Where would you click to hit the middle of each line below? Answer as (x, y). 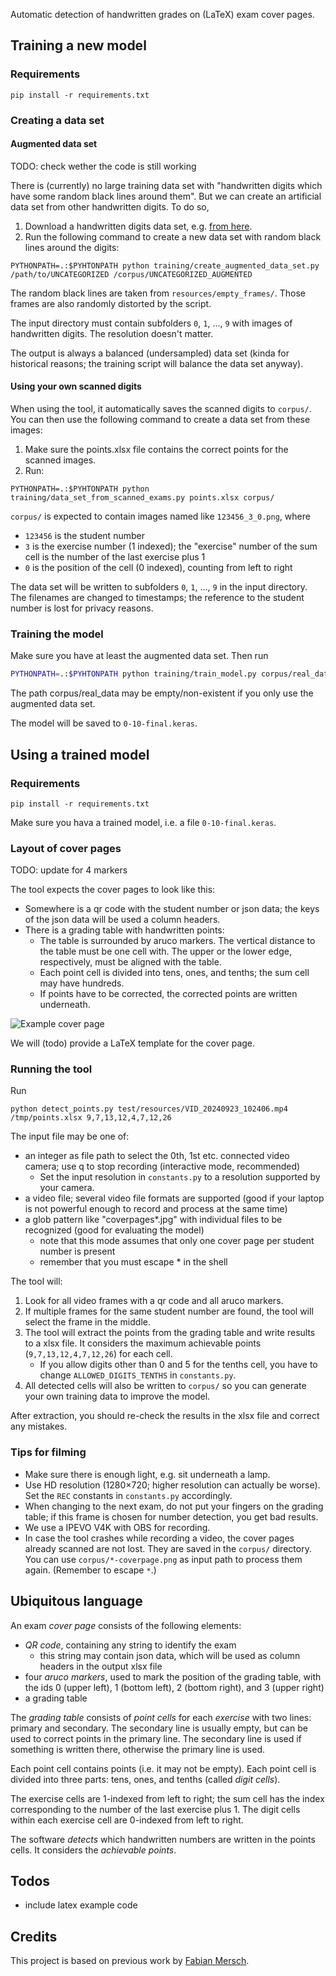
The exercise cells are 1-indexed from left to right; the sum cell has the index (167, 1798)
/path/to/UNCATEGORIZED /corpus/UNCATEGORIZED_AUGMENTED (131, 274)
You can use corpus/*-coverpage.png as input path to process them (163, 1559)
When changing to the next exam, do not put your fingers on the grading (174, 1506)
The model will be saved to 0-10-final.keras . (104, 723)
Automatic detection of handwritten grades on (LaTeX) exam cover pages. (162, 14)
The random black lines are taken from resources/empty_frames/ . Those (158, 293)
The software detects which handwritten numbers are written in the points (163, 1839)
